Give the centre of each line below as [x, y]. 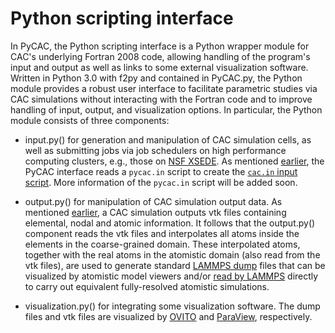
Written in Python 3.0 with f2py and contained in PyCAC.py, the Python [156, 78]
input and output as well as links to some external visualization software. [159, 67]
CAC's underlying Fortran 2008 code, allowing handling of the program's [160, 56]
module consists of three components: [90, 120]
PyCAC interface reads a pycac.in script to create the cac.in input [161, 171]
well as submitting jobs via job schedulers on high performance [155, 150]
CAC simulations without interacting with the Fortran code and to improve [161, 99]
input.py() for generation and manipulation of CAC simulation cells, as [168, 139]
